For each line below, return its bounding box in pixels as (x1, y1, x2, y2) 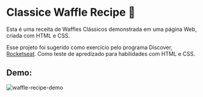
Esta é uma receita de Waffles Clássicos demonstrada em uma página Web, (6, 25, 197, 33)
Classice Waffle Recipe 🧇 (6, 5, 136, 19)
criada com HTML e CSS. (6, 32, 70, 39)
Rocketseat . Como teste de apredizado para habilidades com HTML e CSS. (6, 50, 196, 57)
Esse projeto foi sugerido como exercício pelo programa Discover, (6, 44, 173, 51)
